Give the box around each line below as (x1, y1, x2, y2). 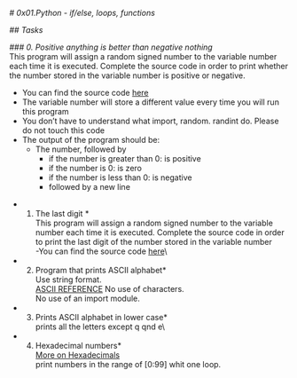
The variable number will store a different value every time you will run (21, 97, 279, 107)
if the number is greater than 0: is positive (48, 154, 201, 163)
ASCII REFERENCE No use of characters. (35, 284, 184, 294)
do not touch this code (21, 125, 105, 136)
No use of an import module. (35, 293, 140, 303)
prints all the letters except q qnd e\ (35, 321, 166, 332)
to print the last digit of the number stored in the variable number (35, 237, 273, 247)
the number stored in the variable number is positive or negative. (9, 70, 246, 81)
